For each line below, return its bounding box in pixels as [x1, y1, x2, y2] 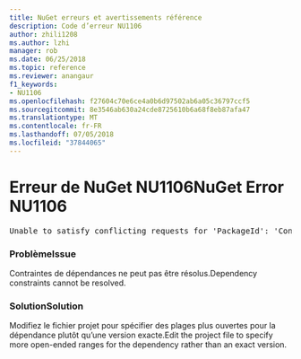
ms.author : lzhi [9, 38, 70, 48]
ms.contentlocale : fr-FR [9, 122, 102, 131]
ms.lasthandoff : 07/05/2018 [9, 130, 115, 139]
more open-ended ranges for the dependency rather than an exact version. [9, 339, 288, 350]
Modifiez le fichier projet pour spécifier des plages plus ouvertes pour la [9, 320, 276, 331]
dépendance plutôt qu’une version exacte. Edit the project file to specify [9, 329, 273, 341]
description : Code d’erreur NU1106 [9, 22, 142, 31]
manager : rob [9, 47, 58, 56]
